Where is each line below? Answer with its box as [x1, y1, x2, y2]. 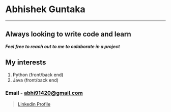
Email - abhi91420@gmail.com [5, 90, 83, 97]
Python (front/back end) [12, 71, 64, 78]
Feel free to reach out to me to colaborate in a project [5, 43, 120, 49]
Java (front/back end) [12, 77, 59, 83]
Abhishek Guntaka [5, 4, 85, 15]
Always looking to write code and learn [5, 30, 131, 39]
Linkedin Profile [17, 101, 51, 107]
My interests [5, 58, 46, 67]
